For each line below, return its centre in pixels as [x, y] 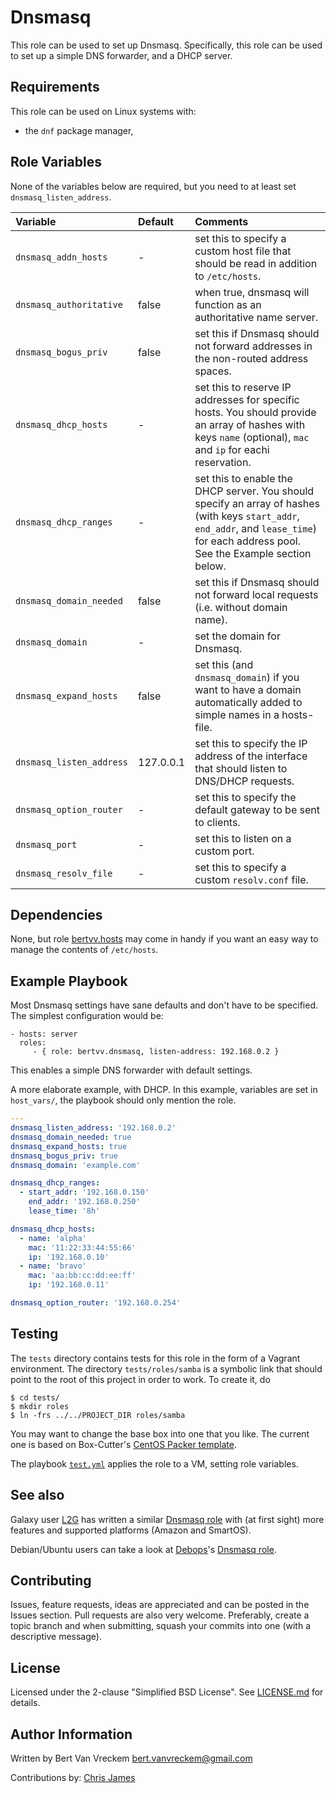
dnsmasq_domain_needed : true [71, 1137]
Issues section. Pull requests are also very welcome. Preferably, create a [160, 1615]
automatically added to [248, 702]
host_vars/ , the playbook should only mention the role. [123, 1100]
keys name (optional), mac [252, 437]
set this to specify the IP [251, 743]
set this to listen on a [243, 838]
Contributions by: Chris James [73, 1777]
